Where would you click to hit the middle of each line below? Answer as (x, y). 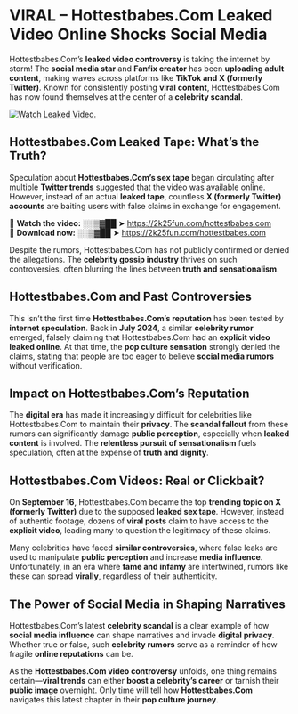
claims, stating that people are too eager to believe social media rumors (141, 356)
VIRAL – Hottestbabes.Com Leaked (141, 16)
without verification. (46, 365)
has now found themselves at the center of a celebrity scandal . (126, 97)
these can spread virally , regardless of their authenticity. (113, 576)
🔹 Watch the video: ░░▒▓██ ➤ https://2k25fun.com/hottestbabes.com (141, 223)
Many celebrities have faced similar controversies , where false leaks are (143, 548)
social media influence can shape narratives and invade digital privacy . (142, 635)
